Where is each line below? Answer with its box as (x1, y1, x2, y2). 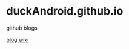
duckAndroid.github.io (6, 4, 124, 18)
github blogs (6, 24, 38, 31)
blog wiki (6, 36, 29, 43)
